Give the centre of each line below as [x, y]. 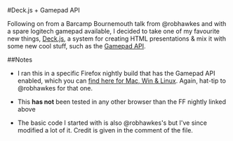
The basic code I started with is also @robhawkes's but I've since [112, 123]
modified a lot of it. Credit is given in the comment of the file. [105, 130]
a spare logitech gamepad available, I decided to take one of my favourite [113, 31]
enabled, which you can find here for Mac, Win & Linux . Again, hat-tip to [122, 81]
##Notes [20, 60]
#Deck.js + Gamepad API [44, 10]
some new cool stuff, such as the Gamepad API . [76, 46]
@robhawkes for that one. [55, 88]
